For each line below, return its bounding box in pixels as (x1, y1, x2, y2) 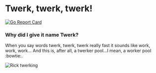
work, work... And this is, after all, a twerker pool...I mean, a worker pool (5, 48, 152, 54)
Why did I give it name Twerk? (5, 31, 79, 38)
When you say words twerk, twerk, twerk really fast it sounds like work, (5, 43, 151, 49)
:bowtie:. (5, 53, 23, 59)
